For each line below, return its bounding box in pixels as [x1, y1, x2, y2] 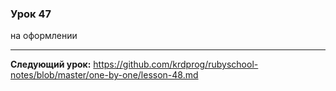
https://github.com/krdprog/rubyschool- [93, 58, 259, 71]
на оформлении [10, 30, 78, 42]
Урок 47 [10, 7, 52, 21]
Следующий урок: [10, 58, 92, 71]
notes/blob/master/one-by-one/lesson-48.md [10, 69, 199, 81]
